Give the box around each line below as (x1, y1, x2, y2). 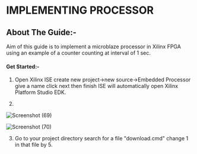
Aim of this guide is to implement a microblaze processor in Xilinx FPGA (6, 43, 181, 50)
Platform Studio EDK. (14, 89, 66, 96)
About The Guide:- (6, 27, 77, 37)
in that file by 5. (14, 141, 53, 149)
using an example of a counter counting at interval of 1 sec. (6, 49, 151, 56)
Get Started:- (6, 63, 40, 70)
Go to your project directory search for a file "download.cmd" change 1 (14, 135, 189, 142)
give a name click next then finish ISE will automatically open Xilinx (14, 83, 179, 90)
